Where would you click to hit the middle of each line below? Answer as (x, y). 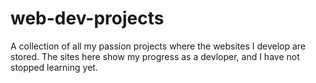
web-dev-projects (87, 18)
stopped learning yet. (54, 67)
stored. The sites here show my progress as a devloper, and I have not (155, 56)
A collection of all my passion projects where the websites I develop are (158, 46)
